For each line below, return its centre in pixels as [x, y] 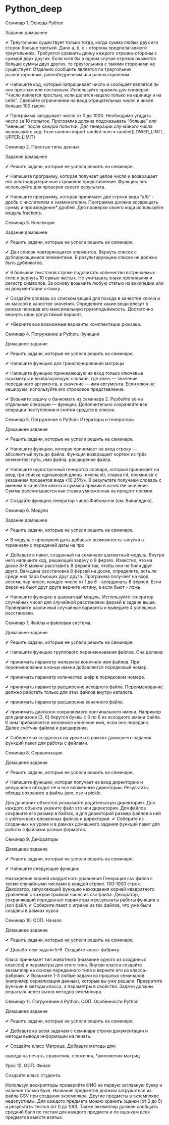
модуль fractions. [24, 213]
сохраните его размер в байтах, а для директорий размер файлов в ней [83, 813]
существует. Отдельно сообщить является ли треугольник [69, 69]
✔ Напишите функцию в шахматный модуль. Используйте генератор [79, 597]
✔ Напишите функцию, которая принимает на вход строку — [71, 449]
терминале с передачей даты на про [45, 545]
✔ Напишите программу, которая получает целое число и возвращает [81, 176]
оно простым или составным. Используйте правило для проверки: [78, 89]
